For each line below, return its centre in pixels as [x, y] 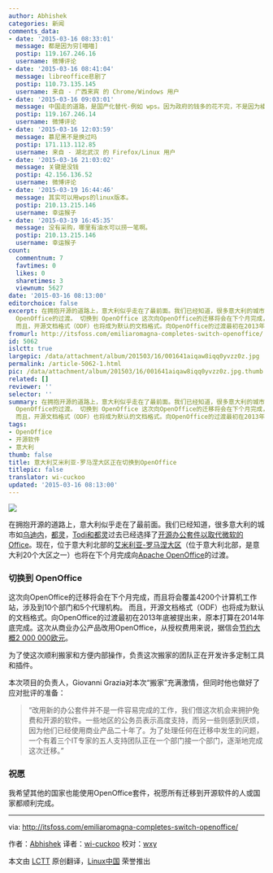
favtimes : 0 [36, 265]
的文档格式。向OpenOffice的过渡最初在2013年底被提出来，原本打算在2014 [133, 618]
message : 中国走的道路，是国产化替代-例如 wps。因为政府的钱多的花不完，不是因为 [138, 107]
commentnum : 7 [39, 258]
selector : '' [30, 394]
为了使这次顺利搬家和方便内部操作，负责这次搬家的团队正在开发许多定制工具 [136, 655]
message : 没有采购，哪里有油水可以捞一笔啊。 [84, 228]
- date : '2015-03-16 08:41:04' [61, 69]
